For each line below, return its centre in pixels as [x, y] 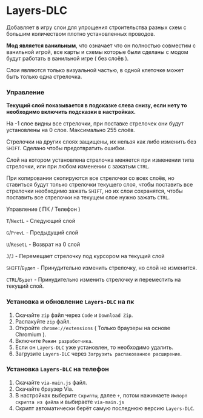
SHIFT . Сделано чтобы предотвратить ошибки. [66, 148]
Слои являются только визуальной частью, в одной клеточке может [95, 70]
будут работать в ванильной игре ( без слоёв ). [68, 58]
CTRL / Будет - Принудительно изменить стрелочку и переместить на [94, 280]
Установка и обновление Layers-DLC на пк [70, 302]
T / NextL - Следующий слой [41, 221]
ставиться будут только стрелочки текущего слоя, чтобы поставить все [100, 185]
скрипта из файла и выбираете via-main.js [70, 402]
